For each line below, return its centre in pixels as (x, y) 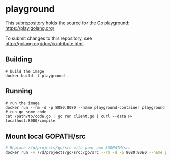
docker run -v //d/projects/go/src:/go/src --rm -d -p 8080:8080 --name (84, 153)
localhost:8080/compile (31, 121)
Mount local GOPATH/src (46, 136)
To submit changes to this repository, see (49, 38)
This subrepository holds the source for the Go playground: (67, 23)
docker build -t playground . (37, 76)
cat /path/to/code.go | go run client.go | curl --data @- (69, 116)
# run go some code (26, 112)
